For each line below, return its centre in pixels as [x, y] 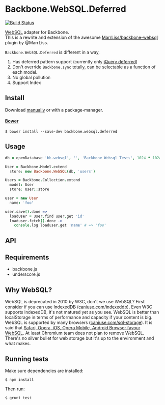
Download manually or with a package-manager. [54, 110]
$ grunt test [18, 398]
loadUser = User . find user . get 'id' [47, 216]
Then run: [15, 389]
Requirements [27, 257]
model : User [22, 185]
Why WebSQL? [29, 290]
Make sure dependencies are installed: [44, 371]
